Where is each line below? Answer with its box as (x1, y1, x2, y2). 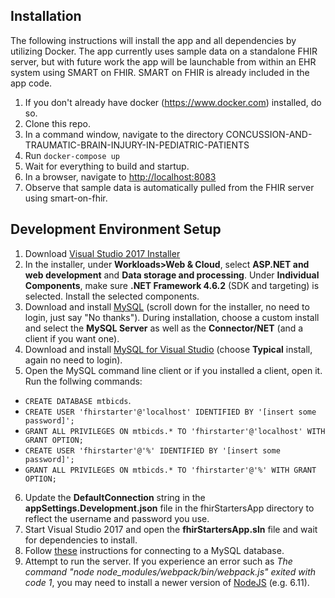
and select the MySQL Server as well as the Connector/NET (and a (24, 322, 304, 334)
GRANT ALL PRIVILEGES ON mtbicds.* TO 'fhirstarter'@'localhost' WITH (24, 426, 326, 436)
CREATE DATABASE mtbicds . (24, 394, 132, 406)
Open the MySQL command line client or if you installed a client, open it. (24, 364, 323, 376)
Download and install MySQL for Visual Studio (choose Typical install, (24, 343, 313, 355)
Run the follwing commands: (24, 375, 143, 387)
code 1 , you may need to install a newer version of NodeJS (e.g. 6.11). (24, 576, 310, 588)
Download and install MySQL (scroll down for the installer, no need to (24, 300, 310, 313)
